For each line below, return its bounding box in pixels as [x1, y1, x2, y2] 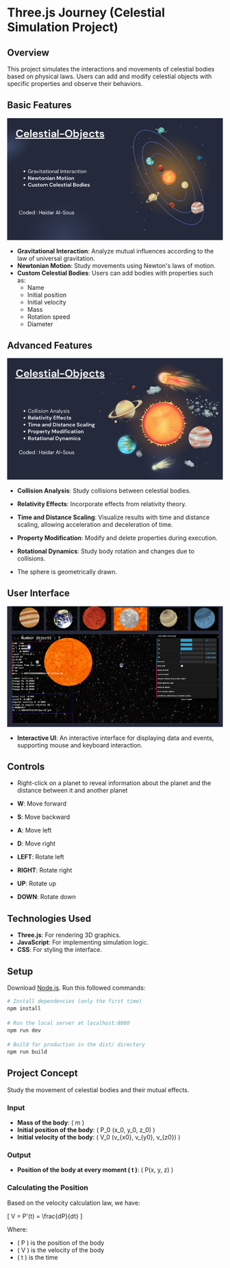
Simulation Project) [7, 19, 118, 35]
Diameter [27, 319, 53, 328]
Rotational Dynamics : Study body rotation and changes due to [16, 547, 195, 555]
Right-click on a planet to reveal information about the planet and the [16, 779, 212, 787]
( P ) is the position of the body [16, 1238, 105, 1247]
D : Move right [16, 839, 56, 848]
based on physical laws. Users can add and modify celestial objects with [7, 72, 212, 80]
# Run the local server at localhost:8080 [7, 1019, 130, 1026]
